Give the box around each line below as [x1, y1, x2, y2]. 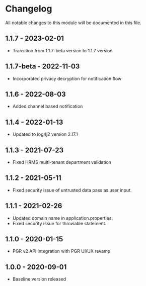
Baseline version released [12, 276, 66, 282]
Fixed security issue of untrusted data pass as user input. [12, 187, 132, 193]
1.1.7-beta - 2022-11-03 [5, 62, 80, 71]
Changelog [5, 3, 52, 15]
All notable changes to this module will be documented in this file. [5, 20, 142, 26]
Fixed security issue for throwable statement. [12, 220, 107, 226]
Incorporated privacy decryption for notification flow [12, 75, 122, 81]
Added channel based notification [12, 104, 83, 110]
